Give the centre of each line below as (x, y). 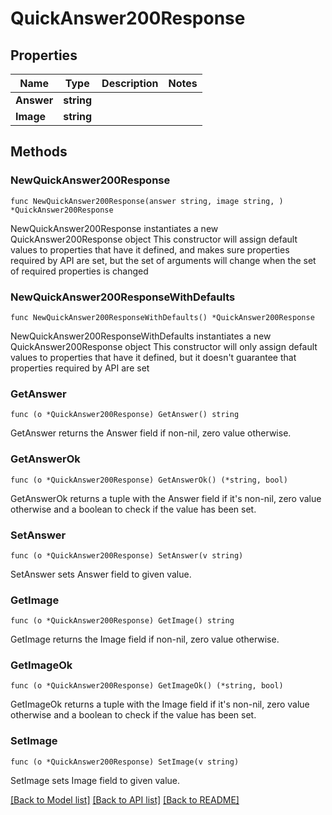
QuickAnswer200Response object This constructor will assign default (154, 239)
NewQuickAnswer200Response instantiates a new (114, 228)
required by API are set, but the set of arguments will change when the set (163, 260)
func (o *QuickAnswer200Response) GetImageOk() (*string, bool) (147, 686)
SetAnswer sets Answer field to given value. (101, 574)
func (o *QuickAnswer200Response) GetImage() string (122, 621)
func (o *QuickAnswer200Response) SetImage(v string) (125, 762)
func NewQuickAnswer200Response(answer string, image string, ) (147, 201)
